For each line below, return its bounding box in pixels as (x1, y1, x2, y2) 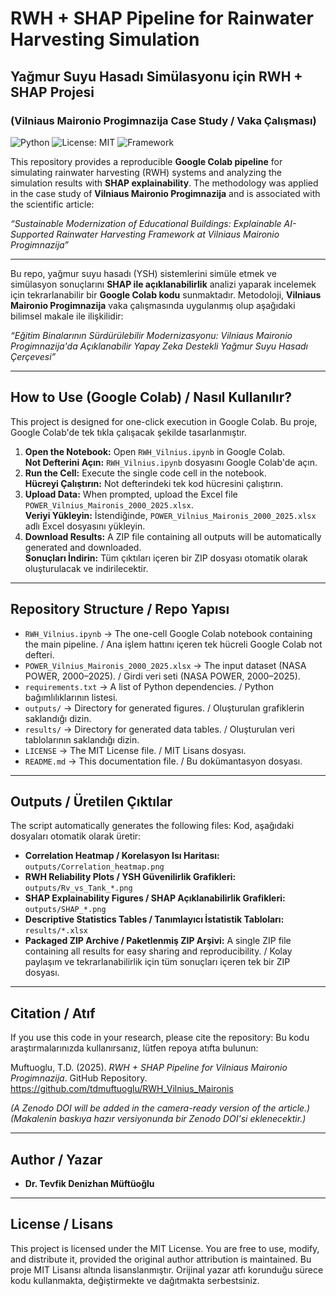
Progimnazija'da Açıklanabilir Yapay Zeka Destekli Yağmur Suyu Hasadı (10, 340, 309, 352)
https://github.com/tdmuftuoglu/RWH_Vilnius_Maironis (10, 1083, 234, 1095)
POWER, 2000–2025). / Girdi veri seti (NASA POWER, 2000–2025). (24, 670, 301, 682)
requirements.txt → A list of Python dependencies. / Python (24, 680, 275, 692)
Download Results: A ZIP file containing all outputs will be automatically (24, 530, 322, 542)
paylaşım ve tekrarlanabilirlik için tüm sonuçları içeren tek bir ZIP (24, 956, 291, 968)
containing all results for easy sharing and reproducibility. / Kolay (24, 945, 293, 957)
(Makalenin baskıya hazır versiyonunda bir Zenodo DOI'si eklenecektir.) (10, 1113, 307, 1125)
